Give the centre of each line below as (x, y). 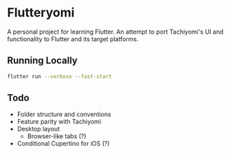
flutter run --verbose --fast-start (59, 76)
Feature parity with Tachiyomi (59, 122)
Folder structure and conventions (64, 114)
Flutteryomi (41, 13)
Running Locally (42, 61)
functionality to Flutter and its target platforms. (73, 38)
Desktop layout (38, 129)
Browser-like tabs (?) (57, 136)
